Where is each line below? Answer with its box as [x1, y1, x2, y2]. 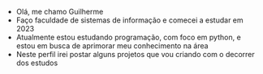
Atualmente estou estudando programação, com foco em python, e [15, 32, 241, 42]
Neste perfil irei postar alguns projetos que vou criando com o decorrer [15, 50, 255, 59]
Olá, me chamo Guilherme [15, 7, 104, 16]
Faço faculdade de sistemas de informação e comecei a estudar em [15, 15, 244, 25]
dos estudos [15, 58, 58, 68]
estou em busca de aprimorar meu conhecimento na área [15, 41, 209, 51]
